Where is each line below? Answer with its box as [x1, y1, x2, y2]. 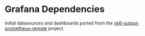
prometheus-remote [5, 25, 47, 31]
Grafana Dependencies [5, 3, 105, 15]
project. [47, 25, 65, 31]
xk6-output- [114, 20, 140, 26]
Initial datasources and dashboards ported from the [5, 20, 113, 26]
